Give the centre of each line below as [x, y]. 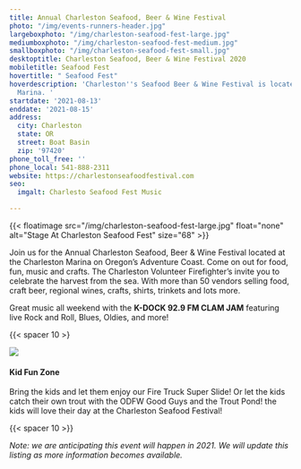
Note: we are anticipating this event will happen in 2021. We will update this [149, 446]
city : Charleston [50, 126]
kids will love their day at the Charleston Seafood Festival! [116, 411]
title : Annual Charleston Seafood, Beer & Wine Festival [118, 17]
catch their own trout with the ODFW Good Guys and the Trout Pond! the [143, 401]
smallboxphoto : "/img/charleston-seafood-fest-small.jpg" [120, 51]
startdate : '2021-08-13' [56, 101]
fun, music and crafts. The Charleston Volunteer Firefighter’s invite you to [145, 271]
